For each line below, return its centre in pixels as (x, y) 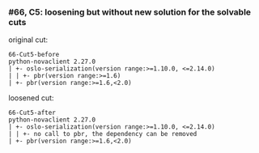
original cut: (28, 40)
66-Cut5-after (32, 113)
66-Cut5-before (34, 55)
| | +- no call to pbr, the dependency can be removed (103, 134)
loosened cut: (31, 98)
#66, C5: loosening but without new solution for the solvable (130, 12)
